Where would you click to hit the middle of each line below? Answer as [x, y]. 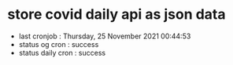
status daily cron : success [62, 52]
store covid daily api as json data [116, 14]
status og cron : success [59, 44]
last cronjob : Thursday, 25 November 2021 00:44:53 [105, 36]
